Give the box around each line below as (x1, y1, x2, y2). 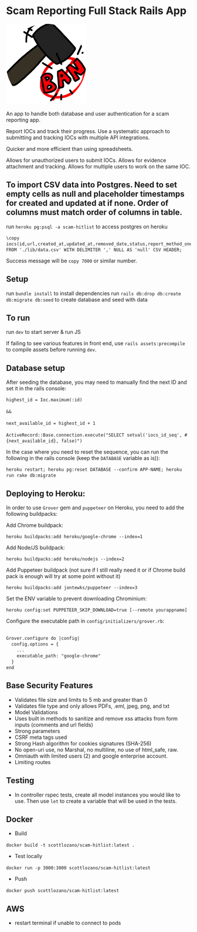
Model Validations (14, 708, 58, 715)
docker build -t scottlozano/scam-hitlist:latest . (6, 842, 135, 849)
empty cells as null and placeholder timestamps (6, 189, 185, 199)
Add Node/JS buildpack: (6, 544, 65, 551)
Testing (6, 776, 35, 786)
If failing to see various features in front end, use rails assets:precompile (6, 340, 186, 347)
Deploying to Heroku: (6, 488, 86, 498)
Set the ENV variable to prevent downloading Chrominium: (6, 595, 147, 602)
